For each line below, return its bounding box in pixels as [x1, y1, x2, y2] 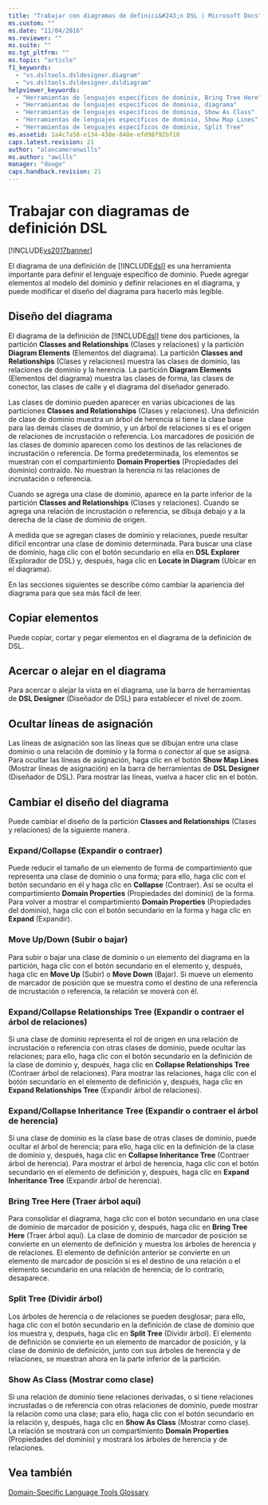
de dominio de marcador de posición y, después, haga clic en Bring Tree [8, 1222, 248, 1232]
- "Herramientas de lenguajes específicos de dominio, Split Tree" [15, 123, 245, 131]
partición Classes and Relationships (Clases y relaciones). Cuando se [8, 497, 239, 508]
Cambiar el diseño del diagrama [8, 795, 169, 809]
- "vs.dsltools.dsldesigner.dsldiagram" [15, 78, 152, 86]
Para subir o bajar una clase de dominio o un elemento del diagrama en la [8, 952, 250, 962]
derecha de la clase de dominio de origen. [8, 515, 147, 524]
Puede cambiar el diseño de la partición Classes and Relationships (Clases [8, 817, 257, 826]
